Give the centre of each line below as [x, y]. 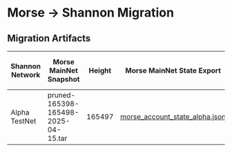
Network [26, 75]
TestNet [23, 121]
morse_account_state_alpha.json [173, 117]
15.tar [57, 138]
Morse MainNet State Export [173, 70]
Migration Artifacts [49, 38]
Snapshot [64, 79]
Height [100, 70]
